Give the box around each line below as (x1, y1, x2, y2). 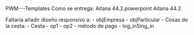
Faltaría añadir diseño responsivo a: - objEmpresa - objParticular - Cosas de (5, 16, 188, 23)
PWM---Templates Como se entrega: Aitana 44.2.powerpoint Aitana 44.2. (5, 5, 183, 12)
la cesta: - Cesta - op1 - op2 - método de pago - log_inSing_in (5, 23, 154, 29)
